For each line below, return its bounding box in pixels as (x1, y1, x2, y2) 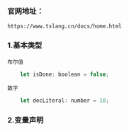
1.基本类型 (7, 40, 43, 50)
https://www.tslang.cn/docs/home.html (7, 23, 122, 30)
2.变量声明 (7, 115, 44, 125)
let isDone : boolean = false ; (20, 71, 110, 78)
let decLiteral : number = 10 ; (20, 97, 110, 104)
